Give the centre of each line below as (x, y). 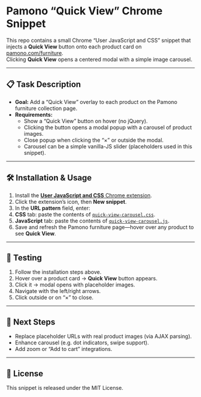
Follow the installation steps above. (58, 272)
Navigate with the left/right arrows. (58, 291)
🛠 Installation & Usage (49, 178)
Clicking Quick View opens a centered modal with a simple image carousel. (99, 59)
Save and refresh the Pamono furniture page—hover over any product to (104, 227)
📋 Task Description (44, 85)
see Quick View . (35, 233)
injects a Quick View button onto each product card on (74, 47)
